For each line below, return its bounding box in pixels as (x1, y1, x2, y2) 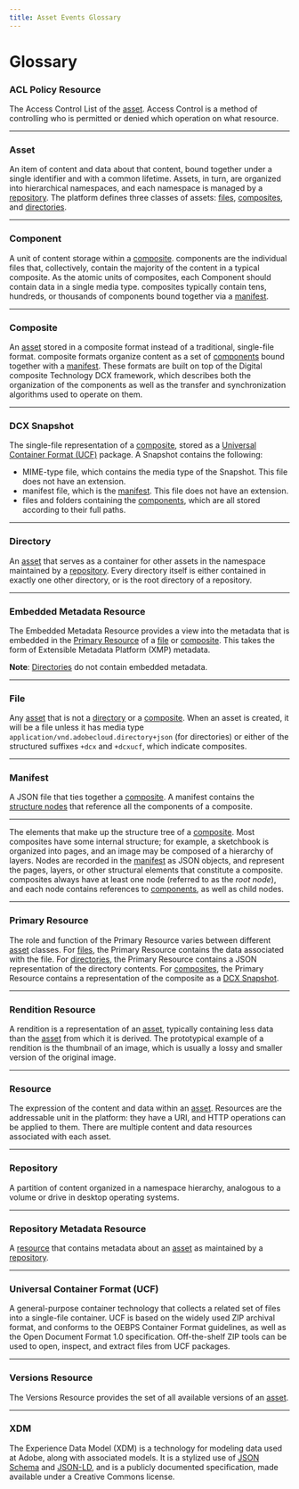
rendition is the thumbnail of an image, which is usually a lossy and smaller (9, 1043, 283, 1054)
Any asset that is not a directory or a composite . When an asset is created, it (9, 713, 289, 724)
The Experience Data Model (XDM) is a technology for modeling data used (9, 1443, 283, 1453)
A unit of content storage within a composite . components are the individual (9, 252, 287, 263)
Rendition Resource (9, 1003, 96, 1015)
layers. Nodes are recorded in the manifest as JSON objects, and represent (9, 856, 285, 866)
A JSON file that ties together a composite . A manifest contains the (9, 791, 255, 803)
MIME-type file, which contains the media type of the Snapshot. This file (21, 467, 288, 477)
